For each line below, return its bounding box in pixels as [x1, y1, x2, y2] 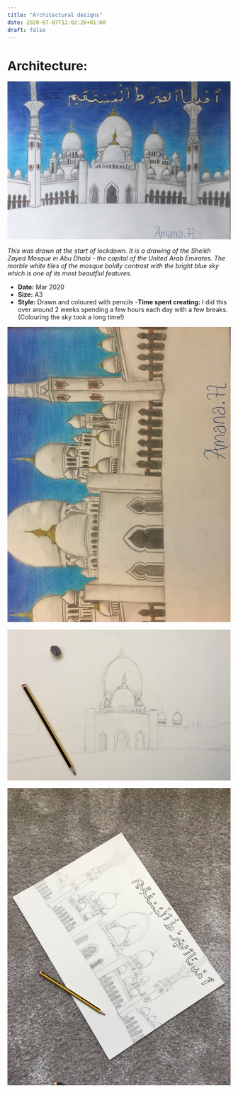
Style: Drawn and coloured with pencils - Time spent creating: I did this [17, 298, 227, 307]
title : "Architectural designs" [7, 11, 103, 18]
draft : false [7, 26, 46, 33]
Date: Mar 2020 [17, 283, 65, 292]
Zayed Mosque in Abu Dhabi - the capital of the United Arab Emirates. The [7, 254, 226, 263]
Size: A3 [17, 290, 43, 299]
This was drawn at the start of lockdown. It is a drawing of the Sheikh [7, 246, 211, 255]
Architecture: [7, 57, 88, 74]
